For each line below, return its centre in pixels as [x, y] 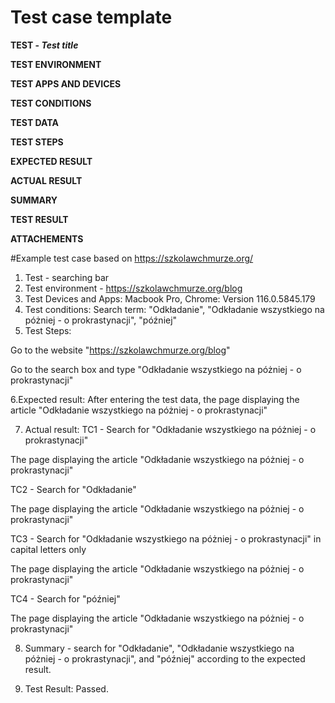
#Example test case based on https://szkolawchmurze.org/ [132, 258]
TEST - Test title [44, 45]
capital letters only [48, 549]
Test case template [91, 17]
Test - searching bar [67, 277]
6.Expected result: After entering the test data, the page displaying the [155, 399]
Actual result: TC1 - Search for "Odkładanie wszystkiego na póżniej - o [170, 429]
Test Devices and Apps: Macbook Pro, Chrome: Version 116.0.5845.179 [170, 298]
